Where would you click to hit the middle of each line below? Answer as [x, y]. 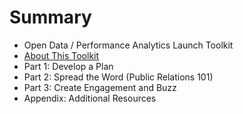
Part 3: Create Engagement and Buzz [100, 87]
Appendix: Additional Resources [90, 98]
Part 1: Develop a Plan [68, 66]
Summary [50, 17]
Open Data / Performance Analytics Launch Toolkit [128, 45]
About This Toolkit [61, 55]
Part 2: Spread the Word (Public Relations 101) [118, 77]
